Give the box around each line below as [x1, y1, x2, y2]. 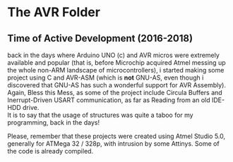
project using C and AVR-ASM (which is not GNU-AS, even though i [7, 73, 204, 82]
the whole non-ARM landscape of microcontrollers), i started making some [7, 66, 225, 74]
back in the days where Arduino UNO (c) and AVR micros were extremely [7, 51, 220, 59]
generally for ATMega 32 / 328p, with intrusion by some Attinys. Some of [7, 139, 220, 148]
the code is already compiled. [7, 147, 94, 155]
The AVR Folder [7, 4, 101, 20]
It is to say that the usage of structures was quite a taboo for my [7, 111, 193, 119]
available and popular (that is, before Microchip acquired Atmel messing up [7, 58, 226, 67]
